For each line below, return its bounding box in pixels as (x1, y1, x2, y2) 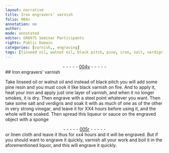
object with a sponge (5, 116, 49, 122)
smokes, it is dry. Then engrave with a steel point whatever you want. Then (5, 94, 161, 101)
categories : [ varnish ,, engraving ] (5, 45, 80, 50)
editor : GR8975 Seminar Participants (5, 36, 84, 41)
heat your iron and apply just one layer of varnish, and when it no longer (5, 89, 155, 95)
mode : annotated (5, 31, 39, 36)
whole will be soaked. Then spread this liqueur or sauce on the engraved (5, 111, 156, 117)
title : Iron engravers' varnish (5, 12, 73, 17)
